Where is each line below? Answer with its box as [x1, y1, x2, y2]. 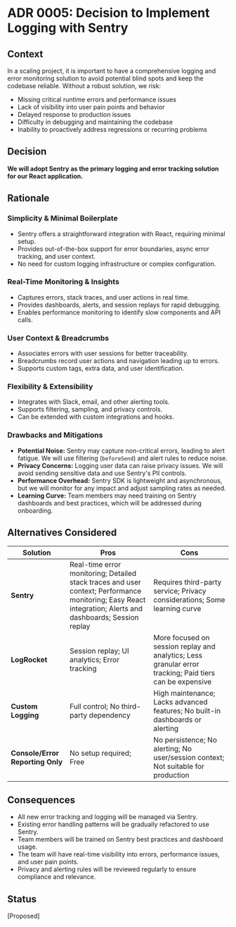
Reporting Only [11, 756, 63, 766]
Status [7, 893, 37, 905]
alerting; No [153, 744, 192, 754]
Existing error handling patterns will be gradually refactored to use [17, 820, 209, 829]
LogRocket [11, 654, 48, 664]
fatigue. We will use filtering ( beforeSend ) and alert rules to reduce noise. [17, 453, 228, 462]
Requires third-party [153, 577, 222, 587]
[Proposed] [7, 911, 40, 921]
